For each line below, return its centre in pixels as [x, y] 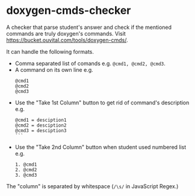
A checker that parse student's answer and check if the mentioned [89, 27]
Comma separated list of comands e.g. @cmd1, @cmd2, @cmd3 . [90, 63]
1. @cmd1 [26, 164]
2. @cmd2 [26, 169]
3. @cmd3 [26, 175]
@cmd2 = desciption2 [41, 125]
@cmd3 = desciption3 [41, 130]
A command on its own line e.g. [54, 69]
